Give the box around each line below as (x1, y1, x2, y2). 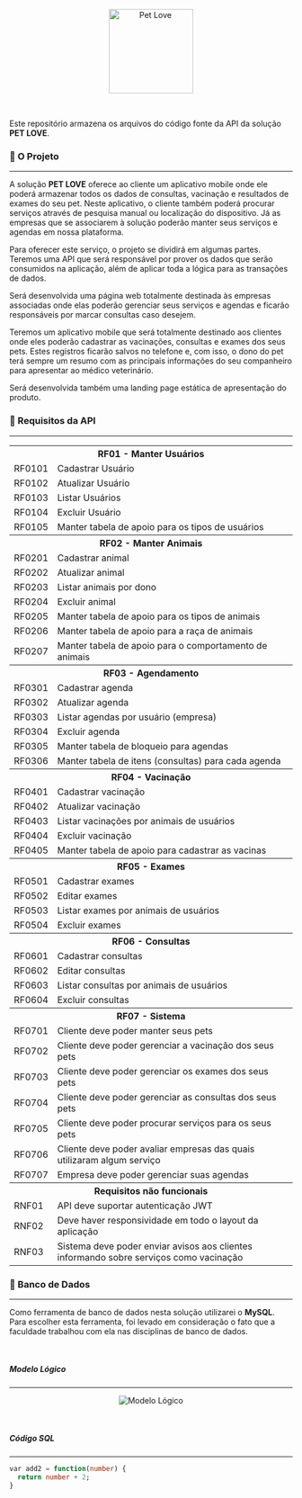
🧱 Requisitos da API (9, 415, 96, 427)
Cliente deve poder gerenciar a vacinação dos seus (57, 1039, 274, 1052)
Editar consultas (57, 964, 126, 976)
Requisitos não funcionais (93, 1184, 209, 1197)
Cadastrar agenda (57, 681, 134, 694)
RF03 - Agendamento (102, 667, 200, 679)
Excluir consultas (57, 993, 129, 1006)
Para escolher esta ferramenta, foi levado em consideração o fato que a (9, 1316, 276, 1327)
